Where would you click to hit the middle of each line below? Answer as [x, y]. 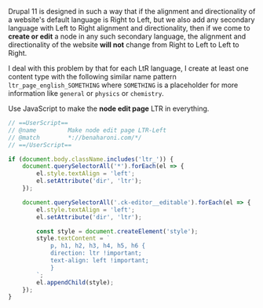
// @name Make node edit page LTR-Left [88, 130]
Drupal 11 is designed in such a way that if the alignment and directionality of [132, 11]
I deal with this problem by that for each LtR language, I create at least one [128, 68]
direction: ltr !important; [96, 253]
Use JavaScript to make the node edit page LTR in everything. [109, 108]
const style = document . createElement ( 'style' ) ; [117, 231]
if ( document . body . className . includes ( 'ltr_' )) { [91, 159]
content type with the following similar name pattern [92, 77]
